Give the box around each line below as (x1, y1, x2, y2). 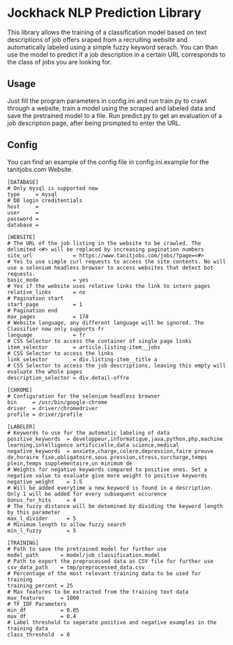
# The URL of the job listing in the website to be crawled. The (7, 240, 201, 247)
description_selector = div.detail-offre (7, 374, 130, 382)
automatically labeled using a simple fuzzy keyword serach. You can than (7, 43, 218, 51)
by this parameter (7, 509, 61, 516)
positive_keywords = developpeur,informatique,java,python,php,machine (7, 435, 223, 442)
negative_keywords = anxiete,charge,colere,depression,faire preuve (7, 447, 214, 455)
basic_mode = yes (7, 276, 89, 284)
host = (7, 203, 39, 210)
